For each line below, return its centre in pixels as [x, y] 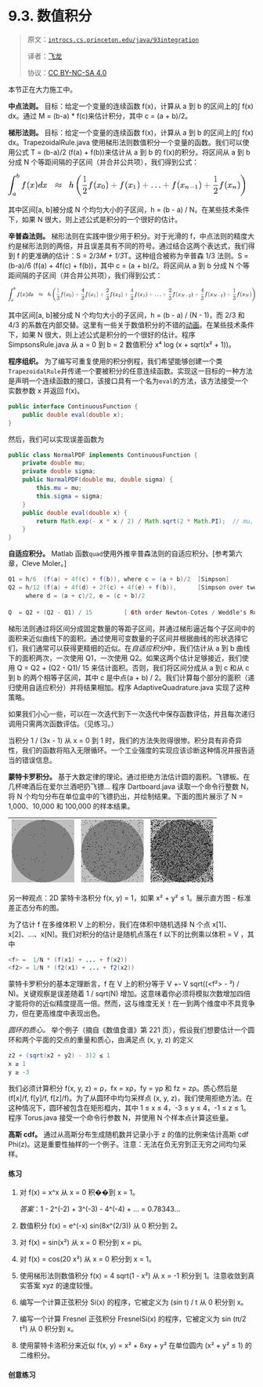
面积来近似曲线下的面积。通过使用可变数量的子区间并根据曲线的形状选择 [124, 638]
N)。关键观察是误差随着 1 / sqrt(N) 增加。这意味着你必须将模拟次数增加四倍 [129, 994]
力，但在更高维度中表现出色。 [56, 1013]
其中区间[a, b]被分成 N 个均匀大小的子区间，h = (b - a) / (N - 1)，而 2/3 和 [126, 315]
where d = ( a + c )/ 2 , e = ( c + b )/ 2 [85, 596]
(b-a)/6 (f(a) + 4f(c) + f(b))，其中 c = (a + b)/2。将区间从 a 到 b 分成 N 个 [126, 265]
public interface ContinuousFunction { [73, 406]
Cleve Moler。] [44, 564]
